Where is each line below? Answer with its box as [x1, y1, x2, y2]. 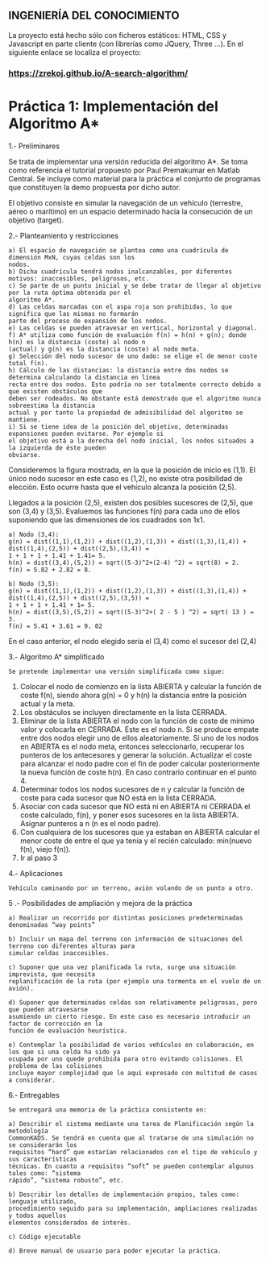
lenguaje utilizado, [8, 1197, 78, 1206]
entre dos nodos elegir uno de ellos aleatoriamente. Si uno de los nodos [19, 733, 260, 742]
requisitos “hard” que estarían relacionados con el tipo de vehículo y [8, 1148, 258, 1156]
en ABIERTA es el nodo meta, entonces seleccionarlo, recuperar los [19, 742, 245, 751]
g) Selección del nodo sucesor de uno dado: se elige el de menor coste [8, 352, 258, 360]
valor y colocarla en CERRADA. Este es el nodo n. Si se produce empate [19, 724, 260, 734]
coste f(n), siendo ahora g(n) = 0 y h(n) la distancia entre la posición [19, 690, 247, 700]
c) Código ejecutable [8, 1232, 81, 1240]
